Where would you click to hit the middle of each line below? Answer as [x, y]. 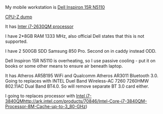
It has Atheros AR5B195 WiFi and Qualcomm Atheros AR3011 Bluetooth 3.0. [82, 76]
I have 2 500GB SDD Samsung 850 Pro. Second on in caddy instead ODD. [81, 51]
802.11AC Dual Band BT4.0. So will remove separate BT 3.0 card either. [77, 86]
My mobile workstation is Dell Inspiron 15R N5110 [55, 7]
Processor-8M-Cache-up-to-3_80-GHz [45, 106]
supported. [16, 41]
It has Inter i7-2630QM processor [39, 26]
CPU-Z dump [19, 17]
